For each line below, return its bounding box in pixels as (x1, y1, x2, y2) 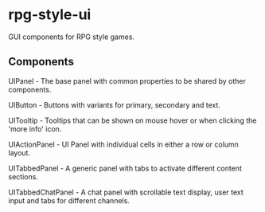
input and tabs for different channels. (8, 195, 130, 205)
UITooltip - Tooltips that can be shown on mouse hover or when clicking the (8, 116, 257, 125)
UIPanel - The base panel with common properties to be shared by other (8, 76, 247, 85)
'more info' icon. (8, 124, 62, 133)
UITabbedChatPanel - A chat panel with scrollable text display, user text (8, 187, 244, 197)
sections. (8, 171, 38, 181)
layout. (8, 147, 30, 157)
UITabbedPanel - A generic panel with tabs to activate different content (8, 163, 243, 173)
